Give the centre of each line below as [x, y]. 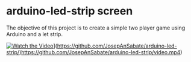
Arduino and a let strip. [35, 34]
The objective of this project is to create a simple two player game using [96, 28]
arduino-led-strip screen [70, 11]
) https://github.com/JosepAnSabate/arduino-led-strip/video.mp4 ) [101, 52]
